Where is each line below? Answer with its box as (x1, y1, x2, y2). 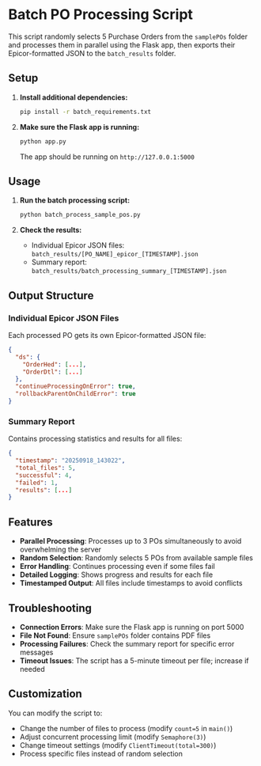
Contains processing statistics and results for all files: (8, 434, 183, 444)
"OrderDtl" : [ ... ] (22, 368, 83, 376)
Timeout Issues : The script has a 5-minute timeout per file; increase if (19, 655, 249, 666)
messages (19, 647, 54, 657)
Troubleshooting (8, 601, 93, 615)
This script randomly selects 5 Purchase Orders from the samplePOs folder (8, 32, 248, 41)
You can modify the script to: (8, 708, 103, 718)
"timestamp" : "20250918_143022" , (15, 457, 126, 465)
